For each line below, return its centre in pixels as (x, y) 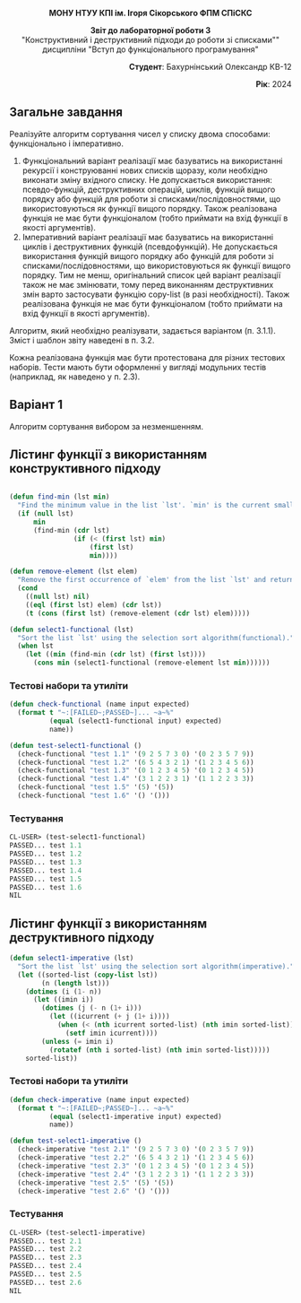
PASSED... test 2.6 (46, 1282)
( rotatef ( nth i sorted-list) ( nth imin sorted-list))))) (159, 1050)
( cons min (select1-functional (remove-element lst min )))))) (151, 663)
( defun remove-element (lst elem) (74, 572)
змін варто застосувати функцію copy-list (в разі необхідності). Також (156, 294)
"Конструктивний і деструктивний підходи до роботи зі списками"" (150, 40)
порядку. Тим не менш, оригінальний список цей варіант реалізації (151, 275)
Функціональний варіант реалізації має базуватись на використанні (153, 161)
